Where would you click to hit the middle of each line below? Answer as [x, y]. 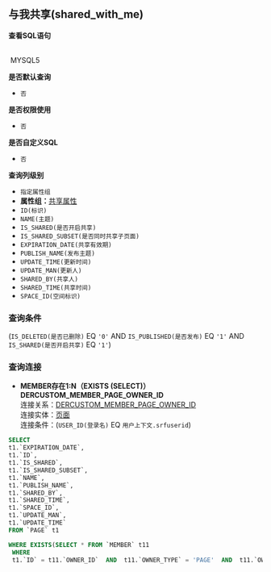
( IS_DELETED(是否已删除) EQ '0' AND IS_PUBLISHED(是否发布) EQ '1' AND [126, 336]
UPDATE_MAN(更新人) [51, 270]
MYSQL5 [25, 60]
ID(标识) [33, 211]
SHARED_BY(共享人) [49, 279]
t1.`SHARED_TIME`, [39, 500]
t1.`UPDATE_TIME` [38, 523]
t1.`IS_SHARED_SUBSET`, [48, 470]
